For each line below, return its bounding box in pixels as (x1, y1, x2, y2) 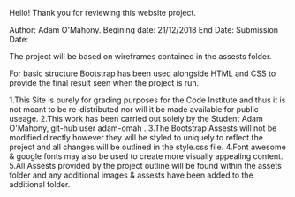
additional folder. (9, 179, 71, 189)
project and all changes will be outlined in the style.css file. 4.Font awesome (9, 141, 287, 152)
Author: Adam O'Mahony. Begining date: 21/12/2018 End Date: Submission (9, 25, 279, 34)
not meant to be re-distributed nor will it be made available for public (9, 104, 259, 114)
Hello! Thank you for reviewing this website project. (9, 8, 197, 18)
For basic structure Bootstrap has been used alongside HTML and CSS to (9, 68, 276, 79)
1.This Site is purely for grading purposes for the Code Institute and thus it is (9, 95, 286, 105)
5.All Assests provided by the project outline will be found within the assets (9, 161, 283, 170)
